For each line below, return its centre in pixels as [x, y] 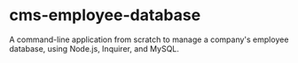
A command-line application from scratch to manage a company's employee [149, 39]
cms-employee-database [105, 15]
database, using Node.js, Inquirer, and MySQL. [94, 48]
